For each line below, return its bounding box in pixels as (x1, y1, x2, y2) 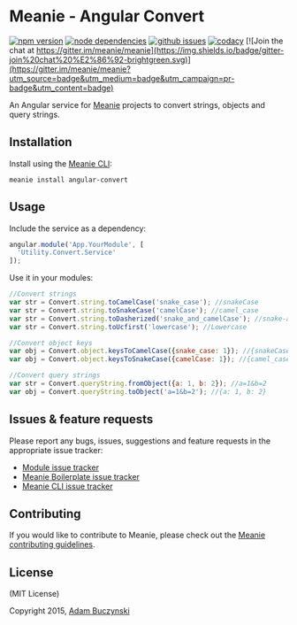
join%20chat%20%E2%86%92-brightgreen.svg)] (9, 54, 192, 65)
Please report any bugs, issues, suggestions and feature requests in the (9, 436, 271, 446)
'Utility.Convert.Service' (17, 248, 117, 258)
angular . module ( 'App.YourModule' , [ (9, 240, 144, 249)
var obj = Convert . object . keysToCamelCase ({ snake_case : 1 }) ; (9, 347, 240, 356)
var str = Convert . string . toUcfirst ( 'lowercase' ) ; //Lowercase (9, 322, 247, 331)
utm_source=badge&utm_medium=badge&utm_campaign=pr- (9, 73, 235, 83)
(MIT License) (9, 589, 60, 599)
